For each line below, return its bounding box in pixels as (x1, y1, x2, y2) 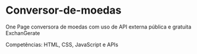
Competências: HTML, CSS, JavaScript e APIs (5, 41, 119, 48)
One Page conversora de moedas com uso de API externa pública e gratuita (5, 23, 192, 30)
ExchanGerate (5, 29, 40, 36)
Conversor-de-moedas (5, 4, 122, 17)
